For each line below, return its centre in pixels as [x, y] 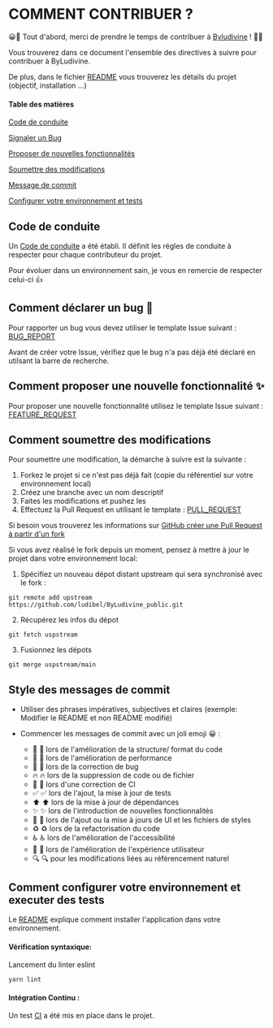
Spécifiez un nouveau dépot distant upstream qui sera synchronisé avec [141, 575]
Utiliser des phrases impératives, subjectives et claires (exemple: [129, 709]
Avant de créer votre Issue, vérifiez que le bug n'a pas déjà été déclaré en [132, 352]
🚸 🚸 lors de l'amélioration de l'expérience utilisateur [118, 849]
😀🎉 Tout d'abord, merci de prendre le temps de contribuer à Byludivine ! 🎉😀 [136, 37]
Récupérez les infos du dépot [69, 620]
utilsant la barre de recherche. [59, 360]
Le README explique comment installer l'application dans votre [115, 920]
